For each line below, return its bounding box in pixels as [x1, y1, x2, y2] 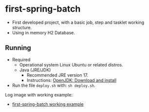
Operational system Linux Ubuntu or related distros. [19, 62, 123, 67]
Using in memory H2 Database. [12, 30, 75, 35]
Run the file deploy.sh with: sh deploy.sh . [12, 82, 96, 88]
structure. [12, 24, 32, 30]
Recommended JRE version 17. [26, 72, 89, 78]
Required [12, 57, 31, 63]
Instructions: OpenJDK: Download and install [26, 77, 117, 83]
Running [5, 44, 32, 52]
